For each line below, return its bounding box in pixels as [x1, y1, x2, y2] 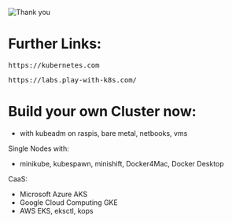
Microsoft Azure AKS [19, 189, 88, 199]
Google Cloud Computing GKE [19, 197, 118, 207]
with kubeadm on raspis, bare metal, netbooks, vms [19, 128, 188, 137]
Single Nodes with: [8, 144, 69, 153]
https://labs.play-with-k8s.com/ [8, 75, 138, 84]
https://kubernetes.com [8, 60, 100, 70]
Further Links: [8, 35, 102, 53]
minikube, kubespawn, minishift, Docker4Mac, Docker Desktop [19, 159, 224, 168]
